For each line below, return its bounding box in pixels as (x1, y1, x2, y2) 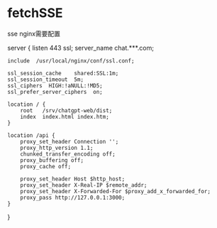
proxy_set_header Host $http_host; (20, 175, 126, 183)
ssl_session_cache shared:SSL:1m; (7, 70, 119, 77)
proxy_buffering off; (20, 156, 84, 164)
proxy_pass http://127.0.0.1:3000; (20, 194, 126, 201)
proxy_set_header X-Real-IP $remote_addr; (20, 181, 148, 189)
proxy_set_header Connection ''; (20, 138, 119, 145)
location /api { (7, 131, 55, 139)
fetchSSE (7, 5, 63, 21)
